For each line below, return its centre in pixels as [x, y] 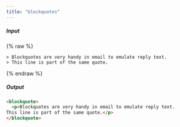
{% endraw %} [25, 73]
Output [15, 87]
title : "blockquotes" [33, 12]
